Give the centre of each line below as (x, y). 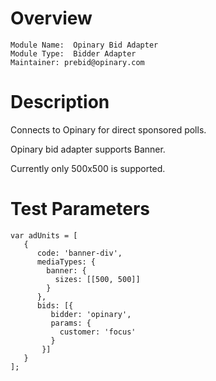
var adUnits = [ (44, 235)
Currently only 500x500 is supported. (88, 168)
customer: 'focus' (98, 332)
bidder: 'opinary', (91, 314)
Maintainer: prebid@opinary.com (77, 62)
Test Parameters (80, 209)
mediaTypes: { (66, 262)
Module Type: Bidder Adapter (73, 53)
